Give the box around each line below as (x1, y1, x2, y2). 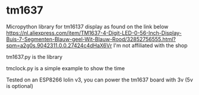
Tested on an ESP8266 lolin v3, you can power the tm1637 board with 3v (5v (6, 76, 193, 83)
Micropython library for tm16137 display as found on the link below (6, 23, 169, 30)
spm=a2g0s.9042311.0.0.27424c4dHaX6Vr (6, 42, 112, 49)
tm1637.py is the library (6, 53, 63, 60)
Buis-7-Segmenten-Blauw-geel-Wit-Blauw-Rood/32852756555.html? (6, 35, 176, 42)
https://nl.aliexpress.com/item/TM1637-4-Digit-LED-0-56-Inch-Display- (6, 29, 182, 36)
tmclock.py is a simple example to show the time (6, 64, 125, 71)
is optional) (6, 82, 34, 89)
